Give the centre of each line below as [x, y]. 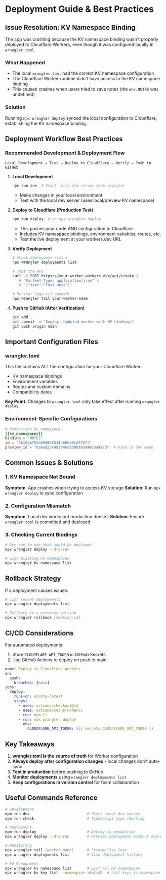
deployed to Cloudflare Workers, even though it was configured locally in [80, 45]
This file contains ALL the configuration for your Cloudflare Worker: [74, 367]
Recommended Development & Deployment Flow [65, 153]
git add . [22, 317]
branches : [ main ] [32, 683]
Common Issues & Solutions [49, 463]
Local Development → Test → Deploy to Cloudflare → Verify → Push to [78, 163]
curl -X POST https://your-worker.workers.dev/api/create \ [75, 276]
